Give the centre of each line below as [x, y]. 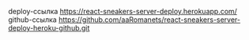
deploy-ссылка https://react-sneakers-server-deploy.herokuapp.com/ [123, 11]
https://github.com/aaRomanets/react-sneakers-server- [149, 20]
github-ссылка [32, 20]
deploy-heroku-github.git [49, 28]
